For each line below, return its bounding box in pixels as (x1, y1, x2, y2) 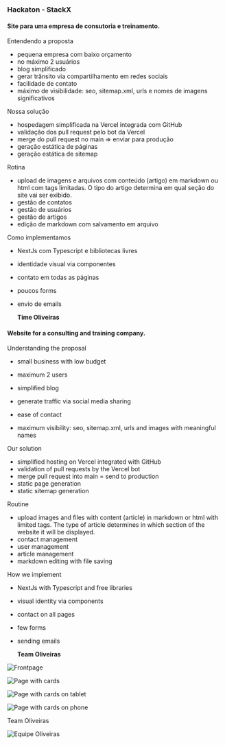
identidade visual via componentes (16, 260, 116, 268)
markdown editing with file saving (16, 557, 113, 565)
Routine (7, 500, 29, 508)
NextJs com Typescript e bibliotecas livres (16, 247, 138, 255)
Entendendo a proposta (7, 37, 74, 45)
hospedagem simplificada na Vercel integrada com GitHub (16, 121, 182, 129)
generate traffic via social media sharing (16, 397, 132, 405)
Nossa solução (7, 108, 49, 116)
